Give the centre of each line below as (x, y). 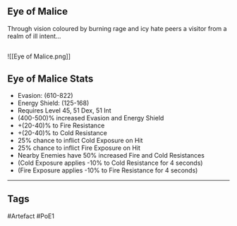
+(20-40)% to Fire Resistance (61, 125)
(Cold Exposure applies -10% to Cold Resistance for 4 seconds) (110, 163)
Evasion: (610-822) (45, 96)
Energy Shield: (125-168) (53, 103)
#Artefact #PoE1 (31, 216)
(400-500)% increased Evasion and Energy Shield (91, 118)
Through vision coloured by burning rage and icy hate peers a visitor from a (117, 28)
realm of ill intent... (34, 36)
